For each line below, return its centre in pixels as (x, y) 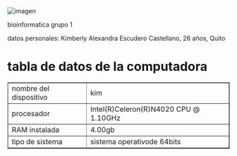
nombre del (31, 89)
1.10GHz (106, 117)
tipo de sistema (37, 141)
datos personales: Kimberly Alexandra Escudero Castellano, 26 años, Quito (116, 38)
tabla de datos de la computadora (108, 67)
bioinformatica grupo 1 (40, 25)
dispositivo (30, 97)
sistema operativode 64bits (136, 141)
